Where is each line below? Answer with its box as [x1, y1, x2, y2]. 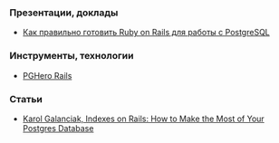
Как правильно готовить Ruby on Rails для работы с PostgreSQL [22, 27, 270, 38]
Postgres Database [22, 122, 94, 133]
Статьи [9, 92, 43, 105]
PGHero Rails [22, 70, 72, 81]
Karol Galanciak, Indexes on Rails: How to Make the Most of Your [22, 113, 265, 124]
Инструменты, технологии [9, 50, 134, 62]
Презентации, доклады [9, 6, 119, 19]
